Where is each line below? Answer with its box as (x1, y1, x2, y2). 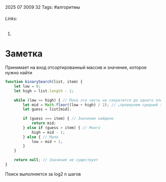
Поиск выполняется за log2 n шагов (5, 171, 81, 177)
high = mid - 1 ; (31, 130, 65, 135)
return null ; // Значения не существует (14, 158, 98, 163)
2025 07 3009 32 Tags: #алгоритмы (5, 4, 81, 10)
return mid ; (31, 121, 56, 126)
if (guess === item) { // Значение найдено (23, 116, 114, 121)
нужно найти (5, 70, 33, 76)
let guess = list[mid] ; (23, 107, 72, 112)
